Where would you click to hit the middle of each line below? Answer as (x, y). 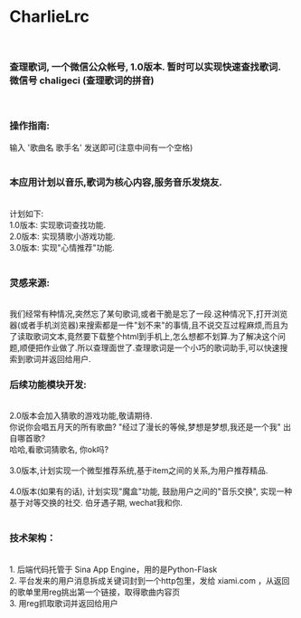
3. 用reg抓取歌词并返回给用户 (64, 603)
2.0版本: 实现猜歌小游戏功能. (62, 236)
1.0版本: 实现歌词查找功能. (58, 224)
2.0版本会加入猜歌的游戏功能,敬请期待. (81, 416)
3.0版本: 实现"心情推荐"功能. (62, 247)
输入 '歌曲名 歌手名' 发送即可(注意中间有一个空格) (101, 147)
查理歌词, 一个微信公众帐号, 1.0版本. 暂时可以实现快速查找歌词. (146, 67)
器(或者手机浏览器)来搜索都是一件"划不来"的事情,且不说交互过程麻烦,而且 (145, 325)
